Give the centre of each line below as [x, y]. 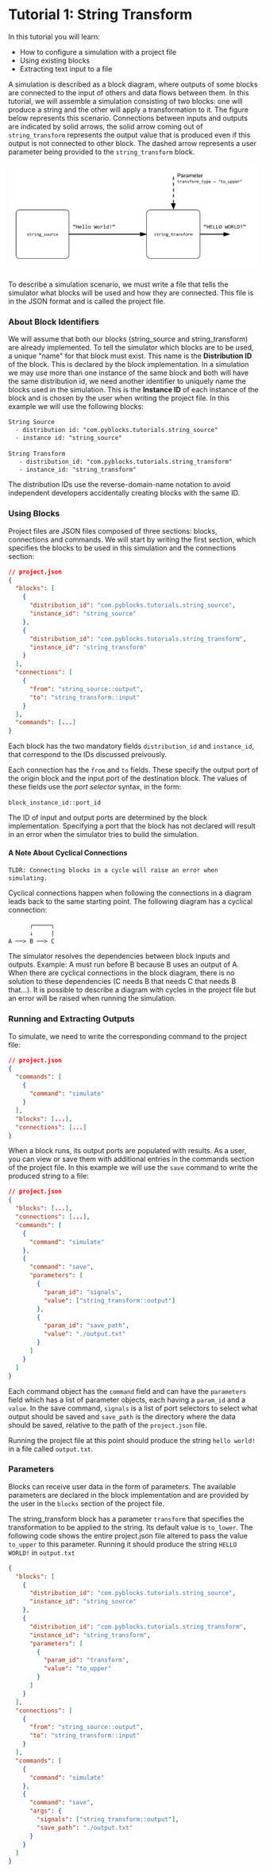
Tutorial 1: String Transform [100, 15]
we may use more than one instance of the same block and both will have [128, 373]
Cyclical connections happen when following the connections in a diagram [130, 893]
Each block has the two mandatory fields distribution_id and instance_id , [131, 746]
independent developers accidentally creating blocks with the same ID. [124, 493]
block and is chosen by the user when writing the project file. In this [119, 398]
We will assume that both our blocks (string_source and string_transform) [128, 339]
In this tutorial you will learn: [54, 37]
